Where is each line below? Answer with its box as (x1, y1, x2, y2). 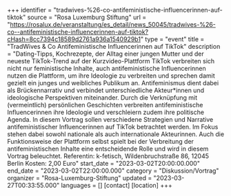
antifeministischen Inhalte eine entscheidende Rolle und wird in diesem (7, 144, 209, 153)
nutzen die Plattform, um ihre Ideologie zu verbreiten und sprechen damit (7, 72, 215, 80)
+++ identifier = (7, 6, 52, 14)
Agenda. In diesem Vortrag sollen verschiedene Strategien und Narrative (7, 116, 214, 123)
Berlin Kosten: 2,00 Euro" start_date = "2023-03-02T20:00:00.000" (7, 160, 200, 167)
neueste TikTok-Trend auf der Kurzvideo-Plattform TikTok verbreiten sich (7, 57, 215, 65)
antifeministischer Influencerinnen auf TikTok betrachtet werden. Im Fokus (7, 123, 219, 131)
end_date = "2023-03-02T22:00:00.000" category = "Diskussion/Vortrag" (7, 166, 219, 175)
